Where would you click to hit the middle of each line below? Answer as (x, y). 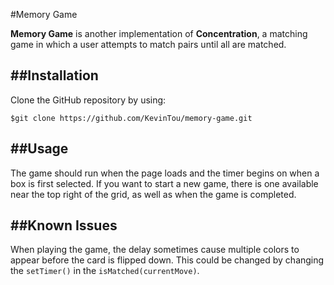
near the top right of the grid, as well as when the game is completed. (153, 194)
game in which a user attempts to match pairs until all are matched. (148, 44)
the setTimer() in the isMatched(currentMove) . (105, 271)
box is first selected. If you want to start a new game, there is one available (164, 183)
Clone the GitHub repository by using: (88, 100)
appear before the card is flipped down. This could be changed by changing (167, 260)
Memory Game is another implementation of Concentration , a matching (159, 33)
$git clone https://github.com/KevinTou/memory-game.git (131, 118)
